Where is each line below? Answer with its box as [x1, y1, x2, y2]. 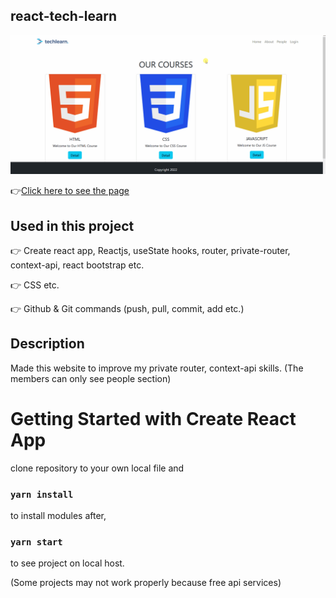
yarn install [10, 489, 74, 500]
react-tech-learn [10, 8, 118, 25]
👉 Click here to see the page [10, 185, 130, 197]
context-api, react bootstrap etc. [10, 259, 145, 271]
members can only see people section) [10, 372, 172, 384]
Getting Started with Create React [10, 408, 297, 431]
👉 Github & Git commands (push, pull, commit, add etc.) [10, 303, 245, 315]
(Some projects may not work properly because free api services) [10, 577, 282, 589]
